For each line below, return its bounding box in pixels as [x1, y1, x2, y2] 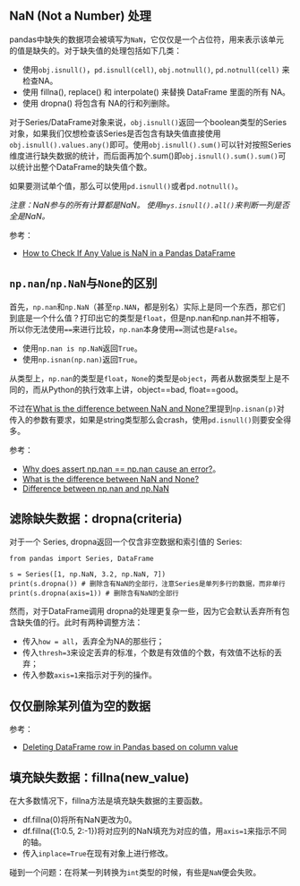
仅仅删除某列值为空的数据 [9, 698, 150, 713]
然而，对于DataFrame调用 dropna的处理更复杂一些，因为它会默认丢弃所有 [9, 606, 282, 617]
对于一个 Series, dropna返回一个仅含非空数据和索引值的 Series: [9, 536, 243, 548]
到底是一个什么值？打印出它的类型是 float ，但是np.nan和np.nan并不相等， [9, 312, 285, 323]
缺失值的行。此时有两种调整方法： [16, 617, 143, 628]
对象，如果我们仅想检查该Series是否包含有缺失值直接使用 [9, 128, 221, 139]
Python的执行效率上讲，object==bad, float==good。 [47, 384, 244, 395]
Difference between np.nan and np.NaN [21, 482, 170, 494]
